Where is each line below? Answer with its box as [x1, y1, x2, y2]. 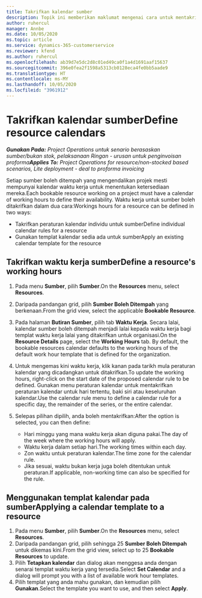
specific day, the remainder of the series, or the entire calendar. [14, 400, 173, 408]
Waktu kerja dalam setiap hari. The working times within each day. [23, 443, 186, 450]
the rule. [23, 475, 45, 482]
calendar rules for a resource [14, 226, 87, 234]
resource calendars [6, 126, 106, 140]
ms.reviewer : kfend [6, 48, 55, 54]
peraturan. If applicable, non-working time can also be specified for [23, 469, 191, 476]
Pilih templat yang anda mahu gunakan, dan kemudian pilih [14, 579, 161, 586]
